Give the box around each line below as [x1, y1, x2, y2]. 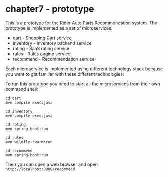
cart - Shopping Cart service [12, 35, 72, 41]
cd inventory [5, 109, 33, 114]
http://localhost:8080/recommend [5, 166, 75, 172]
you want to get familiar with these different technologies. [5, 71, 124, 77]
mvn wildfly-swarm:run [5, 139, 53, 144]
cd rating [5, 122, 26, 127]
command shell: [5, 86, 39, 92]
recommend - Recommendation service [12, 56, 95, 62]
